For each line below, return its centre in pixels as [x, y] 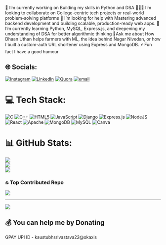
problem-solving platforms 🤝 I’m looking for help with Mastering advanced [81, 18]
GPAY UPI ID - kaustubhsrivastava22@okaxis [51, 237]
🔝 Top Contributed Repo [35, 182]
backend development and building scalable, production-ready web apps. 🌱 [82, 23]
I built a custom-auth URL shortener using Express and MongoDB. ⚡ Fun [79, 45]
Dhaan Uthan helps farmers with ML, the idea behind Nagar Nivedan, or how [83, 39]
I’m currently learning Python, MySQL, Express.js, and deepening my [75, 29]
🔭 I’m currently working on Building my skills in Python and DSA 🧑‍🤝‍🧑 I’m [78, 8]
